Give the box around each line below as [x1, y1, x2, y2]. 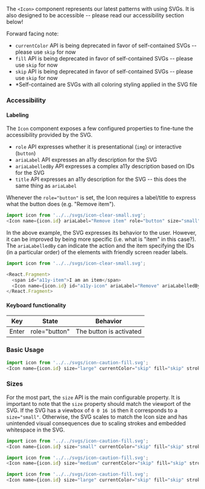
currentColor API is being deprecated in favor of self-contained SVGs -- [15, 42, 197, 49]
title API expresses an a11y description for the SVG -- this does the [15, 175, 187, 183]
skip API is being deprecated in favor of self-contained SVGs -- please [15, 68, 193, 75]
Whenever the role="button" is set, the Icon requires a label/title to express [6, 194, 196, 201]
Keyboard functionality [6, 301, 67, 309]
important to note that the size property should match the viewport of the [6, 400, 191, 407]
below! [6, 18, 23, 25]
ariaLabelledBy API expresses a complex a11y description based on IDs [15, 163, 195, 170]
